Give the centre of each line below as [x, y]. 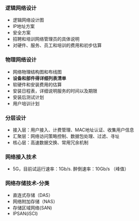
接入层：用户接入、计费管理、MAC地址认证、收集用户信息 [73, 130]
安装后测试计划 [28, 97]
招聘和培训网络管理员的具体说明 [46, 39]
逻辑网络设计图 [28, 20]
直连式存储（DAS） [33, 195]
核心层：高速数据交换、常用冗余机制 [50, 142]
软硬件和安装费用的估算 [37, 84]
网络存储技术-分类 [27, 183]
